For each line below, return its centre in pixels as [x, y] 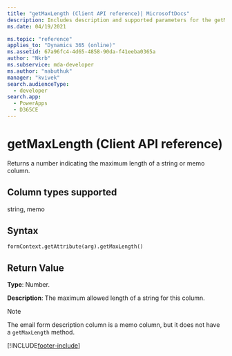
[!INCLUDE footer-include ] [44, 346]
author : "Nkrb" [29, 59]
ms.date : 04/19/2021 [37, 26]
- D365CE [26, 110]
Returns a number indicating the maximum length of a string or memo [106, 163]
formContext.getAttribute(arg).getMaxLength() [75, 247]
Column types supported [62, 192]
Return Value [36, 268]
